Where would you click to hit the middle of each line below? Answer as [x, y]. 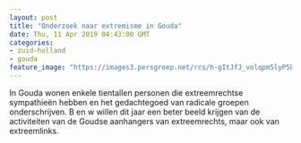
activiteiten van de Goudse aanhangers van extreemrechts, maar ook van [145, 121]
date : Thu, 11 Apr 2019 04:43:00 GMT [80, 34]
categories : [31, 42]
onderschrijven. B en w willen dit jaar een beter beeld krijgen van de [135, 112]
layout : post [34, 17]
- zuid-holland [38, 51]
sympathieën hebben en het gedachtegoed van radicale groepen [129, 102]
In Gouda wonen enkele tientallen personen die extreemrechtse [126, 93]
